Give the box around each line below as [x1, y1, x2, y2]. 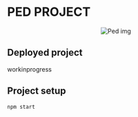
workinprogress [7, 65, 52, 73]
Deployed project [7, 47, 83, 58]
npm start [7, 103, 36, 110]
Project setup [7, 85, 67, 97]
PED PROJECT [7, 4, 91, 20]
